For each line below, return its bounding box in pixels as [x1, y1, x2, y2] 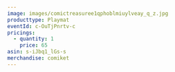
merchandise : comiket [7, 55, 70, 62]
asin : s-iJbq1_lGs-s [7, 49, 67, 56]
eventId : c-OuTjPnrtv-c [7, 23, 76, 29]
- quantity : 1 [13, 36, 54, 43]
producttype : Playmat [7, 16, 70, 23]
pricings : [7, 29, 36, 36]
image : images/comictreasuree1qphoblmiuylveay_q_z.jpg [7, 10, 169, 17]
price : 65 [19, 42, 48, 49]
